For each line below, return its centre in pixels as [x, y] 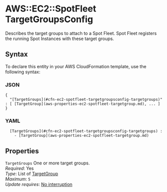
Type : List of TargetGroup [32, 174]
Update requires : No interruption [39, 184]
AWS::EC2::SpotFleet [51, 9]
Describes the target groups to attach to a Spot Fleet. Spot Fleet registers [81, 33]
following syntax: [23, 72]
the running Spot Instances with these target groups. [60, 39]
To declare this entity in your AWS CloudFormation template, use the [76, 66]
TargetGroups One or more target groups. [48, 163]
